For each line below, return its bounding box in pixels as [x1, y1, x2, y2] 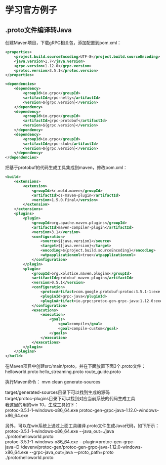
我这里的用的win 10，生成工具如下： [5, 402, 79, 408]
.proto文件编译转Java [5, 26, 72, 34]
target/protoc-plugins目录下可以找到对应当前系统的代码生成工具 [5, 396, 136, 402]
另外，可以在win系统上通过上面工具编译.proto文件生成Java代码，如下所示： [5, 423, 160, 429]
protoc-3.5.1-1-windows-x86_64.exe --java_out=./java [5, 428, 115, 434]
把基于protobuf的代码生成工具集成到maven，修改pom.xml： [5, 165, 127, 170]
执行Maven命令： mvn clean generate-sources [5, 379, 101, 385]
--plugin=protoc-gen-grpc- [79, 439, 135, 445]
